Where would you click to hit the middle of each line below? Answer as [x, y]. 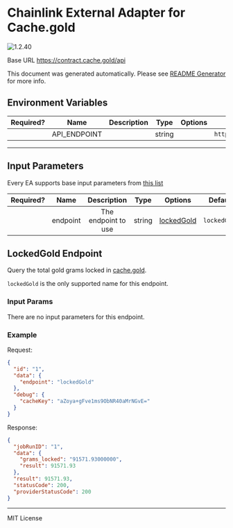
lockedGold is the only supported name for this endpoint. [88, 284]
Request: [20, 350]
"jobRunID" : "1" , [38, 446]
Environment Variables [58, 103]
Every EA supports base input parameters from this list [85, 182]
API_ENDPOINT [77, 134]
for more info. [27, 80]
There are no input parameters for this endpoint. [76, 316]
